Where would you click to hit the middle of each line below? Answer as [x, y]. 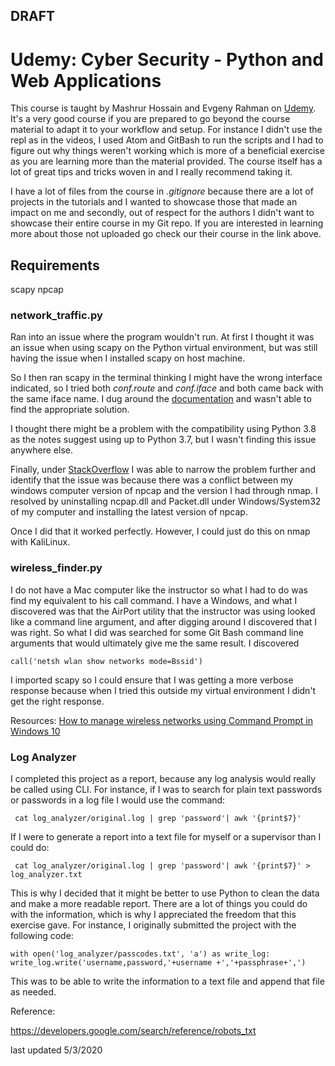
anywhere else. [41, 450]
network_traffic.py [56, 316]
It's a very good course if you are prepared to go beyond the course [150, 119]
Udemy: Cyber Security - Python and [167, 59]
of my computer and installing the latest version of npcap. [129, 512]
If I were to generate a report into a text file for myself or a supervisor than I [166, 837]
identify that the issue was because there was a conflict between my [152, 480]
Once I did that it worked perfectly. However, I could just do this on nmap [160, 531]
